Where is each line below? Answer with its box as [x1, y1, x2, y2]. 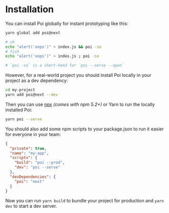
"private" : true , [10, 146, 47, 151]
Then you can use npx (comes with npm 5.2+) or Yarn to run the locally [5, 101, 155, 108]
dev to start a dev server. [5, 203, 57, 209]
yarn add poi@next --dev [5, 92, 58, 97]
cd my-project [5, 88, 36, 93]
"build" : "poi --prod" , [14, 160, 65, 165]
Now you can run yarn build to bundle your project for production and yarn [5, 198, 164, 204]
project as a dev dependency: [5, 77, 68, 84]
